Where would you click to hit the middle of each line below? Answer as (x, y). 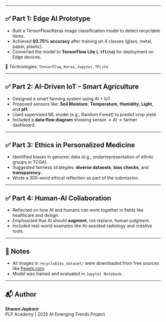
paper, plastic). (27, 46)
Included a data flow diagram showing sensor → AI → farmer (75, 120)
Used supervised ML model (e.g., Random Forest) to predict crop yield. (84, 114)
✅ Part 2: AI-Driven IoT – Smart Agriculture (72, 87)
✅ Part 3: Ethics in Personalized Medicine (70, 145)
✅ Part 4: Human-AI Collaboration (58, 198)
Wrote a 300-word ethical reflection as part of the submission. (76, 178)
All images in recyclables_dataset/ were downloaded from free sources (86, 263)
